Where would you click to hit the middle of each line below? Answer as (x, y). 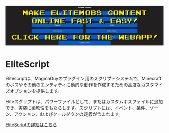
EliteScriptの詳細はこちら (31, 125)
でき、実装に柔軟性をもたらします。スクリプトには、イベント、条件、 (77, 108)
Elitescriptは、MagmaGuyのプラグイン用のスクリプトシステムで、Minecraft (83, 79)
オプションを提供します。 (36, 91)
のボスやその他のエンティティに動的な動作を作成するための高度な (73, 85)
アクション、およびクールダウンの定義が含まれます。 (68, 114)
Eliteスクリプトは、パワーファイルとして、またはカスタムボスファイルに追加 (84, 102)
